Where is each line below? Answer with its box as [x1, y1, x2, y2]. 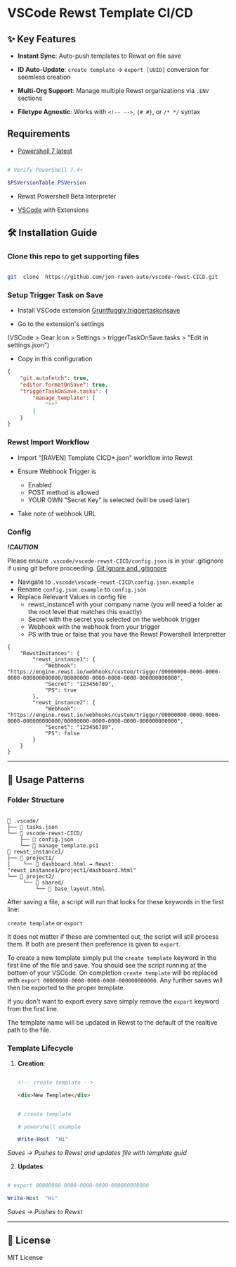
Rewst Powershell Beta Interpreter [17, 192, 117, 200]
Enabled [27, 480, 52, 489]
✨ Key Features [7, 33, 76, 45]
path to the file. [7, 1025, 51, 1034]
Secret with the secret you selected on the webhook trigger [27, 615, 200, 623]
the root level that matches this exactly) [27, 607, 143, 616]
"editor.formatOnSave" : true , [20, 382, 109, 389]
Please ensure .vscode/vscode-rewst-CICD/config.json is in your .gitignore [7, 556, 224, 565]
